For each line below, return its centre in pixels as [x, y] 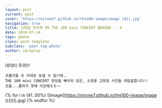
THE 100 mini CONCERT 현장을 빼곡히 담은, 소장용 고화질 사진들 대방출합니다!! [77, 81]
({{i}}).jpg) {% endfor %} [30, 100]
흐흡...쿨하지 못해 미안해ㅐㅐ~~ [33, 86]
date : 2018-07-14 [23, 32]
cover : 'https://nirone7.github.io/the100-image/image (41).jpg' [73, 19]
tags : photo [17, 37]
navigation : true [23, 23]
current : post [20, 14]
